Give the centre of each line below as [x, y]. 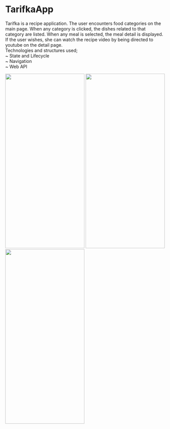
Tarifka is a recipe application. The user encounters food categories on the [83, 23]
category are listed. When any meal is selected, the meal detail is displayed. [84, 34]
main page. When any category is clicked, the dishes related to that [75, 28]
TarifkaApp [29, 9]
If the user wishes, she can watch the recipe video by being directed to [79, 40]
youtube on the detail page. [34, 45]
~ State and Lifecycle [27, 56]
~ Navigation [18, 61]
